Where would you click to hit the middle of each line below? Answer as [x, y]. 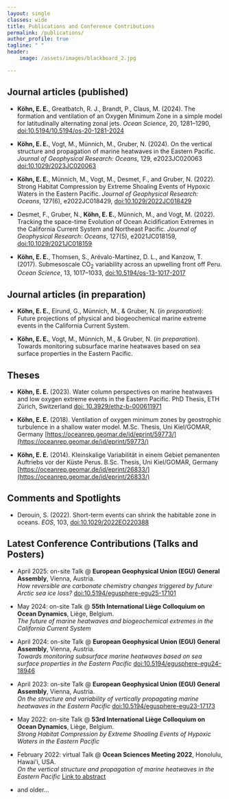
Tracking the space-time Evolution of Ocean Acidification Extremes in [115, 221]
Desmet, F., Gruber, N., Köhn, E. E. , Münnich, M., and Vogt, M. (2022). [116, 214]
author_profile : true [38, 39]
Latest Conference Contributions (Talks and [103, 544]
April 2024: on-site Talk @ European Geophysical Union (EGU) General [119, 641]
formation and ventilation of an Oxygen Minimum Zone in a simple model [120, 116]
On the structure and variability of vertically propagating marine [108, 699]
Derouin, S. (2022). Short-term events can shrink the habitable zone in [117, 515]
